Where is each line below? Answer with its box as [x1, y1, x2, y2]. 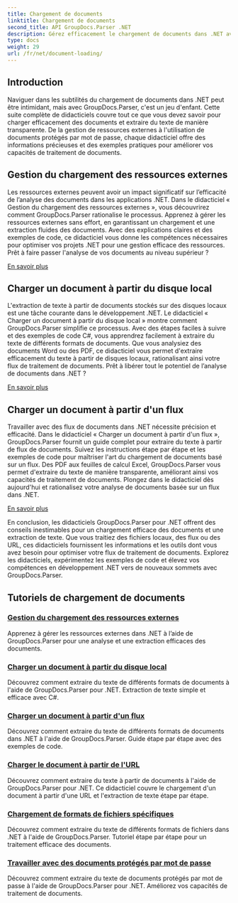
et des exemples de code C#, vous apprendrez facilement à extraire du [7, 331, 215, 340]
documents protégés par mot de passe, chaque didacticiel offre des [7, 133, 206, 141]
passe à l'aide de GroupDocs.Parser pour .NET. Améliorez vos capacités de [7, 882, 228, 890]
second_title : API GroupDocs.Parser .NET [7, 23, 132, 31]
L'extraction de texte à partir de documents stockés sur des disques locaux [7, 301, 227, 310]
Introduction [7, 76, 64, 89]
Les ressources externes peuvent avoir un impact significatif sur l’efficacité [7, 188, 227, 196]
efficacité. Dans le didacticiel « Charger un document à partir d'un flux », [7, 430, 220, 439]
